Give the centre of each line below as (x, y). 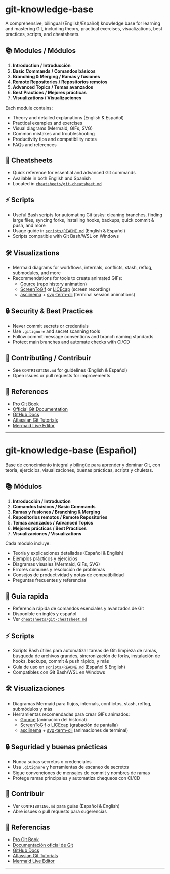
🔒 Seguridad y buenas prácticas (56, 747)
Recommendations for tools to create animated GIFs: (68, 278)
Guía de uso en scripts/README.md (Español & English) (69, 667)
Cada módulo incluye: (28, 543)
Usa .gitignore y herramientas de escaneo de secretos (71, 767)
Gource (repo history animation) (53, 284)
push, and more (29, 225)
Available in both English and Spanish (52, 178)
